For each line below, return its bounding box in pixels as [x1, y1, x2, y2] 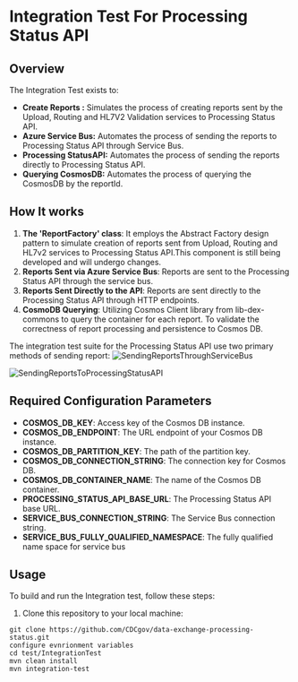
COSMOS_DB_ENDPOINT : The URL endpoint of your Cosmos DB [21, 427, 263, 437]
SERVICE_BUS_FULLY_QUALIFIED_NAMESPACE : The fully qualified [21, 531, 274, 542]
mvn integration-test [9, 665, 90, 674]
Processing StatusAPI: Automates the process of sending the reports [21, 150, 280, 160]
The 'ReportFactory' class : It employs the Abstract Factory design [21, 228, 269, 238]
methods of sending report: [9, 350, 110, 360]
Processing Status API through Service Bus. [21, 141, 184, 151]
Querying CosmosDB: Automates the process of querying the [21, 168, 252, 179]
